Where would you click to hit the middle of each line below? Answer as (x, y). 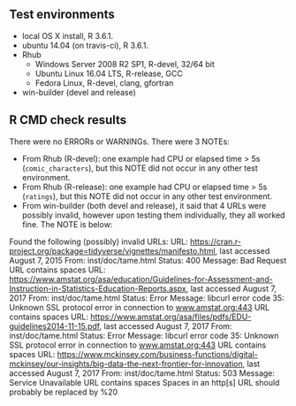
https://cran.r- (215, 241)
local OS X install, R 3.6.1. (68, 35)
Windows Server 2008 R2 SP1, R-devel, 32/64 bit (125, 64)
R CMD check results (68, 120)
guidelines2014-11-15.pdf (54, 326)
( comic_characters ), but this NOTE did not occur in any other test (140, 168)
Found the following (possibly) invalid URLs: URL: (99, 241)
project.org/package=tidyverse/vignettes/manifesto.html (112, 250)
